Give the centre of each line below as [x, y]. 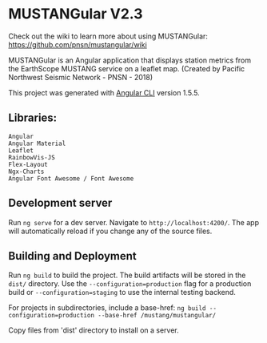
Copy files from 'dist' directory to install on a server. [94, 330]
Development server [60, 203]
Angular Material [37, 143]
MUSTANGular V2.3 [76, 14]
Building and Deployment [73, 256]
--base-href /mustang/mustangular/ [157, 316]
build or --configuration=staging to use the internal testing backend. [122, 293]
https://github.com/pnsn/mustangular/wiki [78, 44]
